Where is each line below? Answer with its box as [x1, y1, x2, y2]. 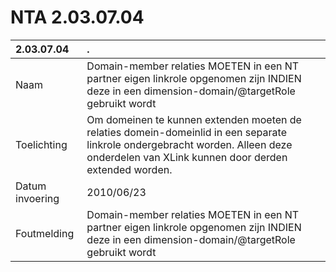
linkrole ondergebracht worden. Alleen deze [86, 137, 293, 151]
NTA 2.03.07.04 [10, 6, 145, 29]
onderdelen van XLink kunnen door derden [86, 150, 288, 164]
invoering [15, 191, 60, 205]
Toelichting [15, 137, 68, 151]
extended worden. [86, 162, 173, 176]
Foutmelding [15, 226, 75, 240]
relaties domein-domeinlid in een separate [86, 125, 287, 139]
